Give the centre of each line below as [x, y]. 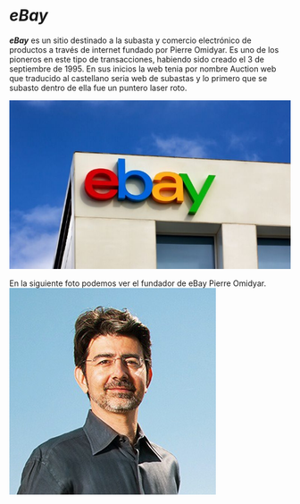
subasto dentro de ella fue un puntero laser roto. [98, 88]
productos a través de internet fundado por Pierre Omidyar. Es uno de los [144, 49]
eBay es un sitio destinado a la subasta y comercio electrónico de [130, 40]
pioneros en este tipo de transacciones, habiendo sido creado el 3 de [137, 59]
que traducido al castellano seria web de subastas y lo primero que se [138, 78]
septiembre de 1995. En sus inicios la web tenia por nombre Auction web [143, 69]
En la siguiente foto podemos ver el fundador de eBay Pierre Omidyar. [137, 283]
